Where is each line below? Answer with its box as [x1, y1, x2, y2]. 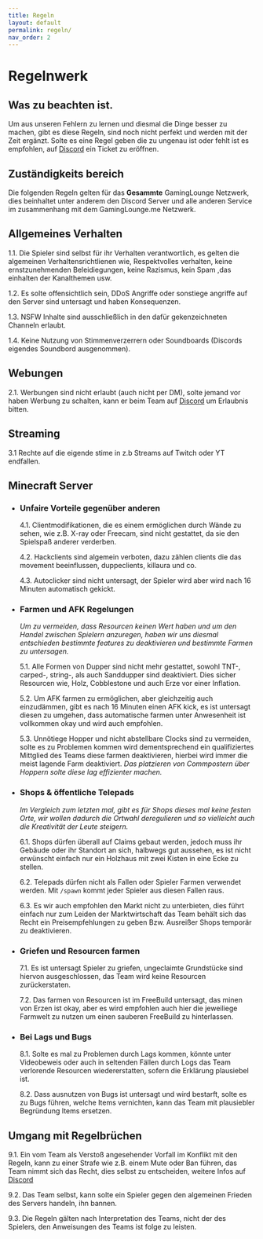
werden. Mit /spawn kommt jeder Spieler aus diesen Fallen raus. [19, 885, 225, 895]
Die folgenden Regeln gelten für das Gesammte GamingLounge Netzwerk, [8, 188, 250, 197]
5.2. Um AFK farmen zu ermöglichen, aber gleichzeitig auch [19, 694, 214, 703]
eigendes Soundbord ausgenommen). [8, 343, 131, 354]
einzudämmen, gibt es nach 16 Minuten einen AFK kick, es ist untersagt [19, 702, 251, 712]
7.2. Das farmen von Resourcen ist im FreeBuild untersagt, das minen [19, 995, 243, 1005]
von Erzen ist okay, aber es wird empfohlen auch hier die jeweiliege [19, 1003, 238, 1014]
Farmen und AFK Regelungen [19, 604, 134, 615]
